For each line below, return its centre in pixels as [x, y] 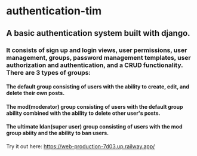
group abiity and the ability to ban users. [58, 133]
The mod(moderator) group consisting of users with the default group [95, 106]
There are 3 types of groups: [49, 72]
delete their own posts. [36, 93]
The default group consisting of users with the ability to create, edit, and [98, 87]
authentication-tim [54, 11]
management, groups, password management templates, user [98, 57]
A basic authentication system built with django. [98, 33]
